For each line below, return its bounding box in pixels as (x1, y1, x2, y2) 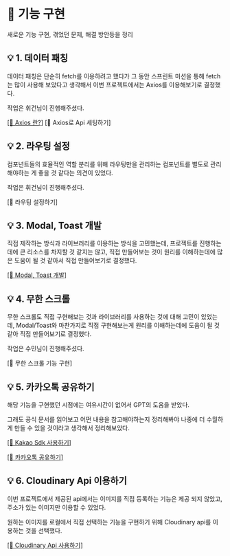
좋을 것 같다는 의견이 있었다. (38, 168, 113, 177)
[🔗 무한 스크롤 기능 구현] (7, 359, 73, 368)
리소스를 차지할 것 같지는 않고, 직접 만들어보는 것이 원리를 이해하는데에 (27, 248, 216, 256)
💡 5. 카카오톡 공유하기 (7, 381, 95, 392)
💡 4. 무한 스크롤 (7, 293, 71, 304)
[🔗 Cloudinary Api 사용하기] (7, 541, 84, 549)
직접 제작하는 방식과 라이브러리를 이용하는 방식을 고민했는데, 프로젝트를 (7, 239, 198, 247)
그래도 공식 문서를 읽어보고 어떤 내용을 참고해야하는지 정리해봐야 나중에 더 (7, 415, 205, 423)
